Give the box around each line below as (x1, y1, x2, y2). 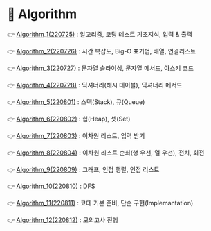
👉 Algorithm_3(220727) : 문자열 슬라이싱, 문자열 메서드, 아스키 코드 (7, 64, 194, 72)
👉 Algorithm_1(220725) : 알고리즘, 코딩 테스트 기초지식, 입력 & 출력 (7, 30, 192, 38)
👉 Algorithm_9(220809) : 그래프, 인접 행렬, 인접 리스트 (7, 165, 160, 173)
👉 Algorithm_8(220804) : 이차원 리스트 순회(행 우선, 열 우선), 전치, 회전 (7, 148, 205, 157)
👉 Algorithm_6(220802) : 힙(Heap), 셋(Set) (7, 114, 131, 123)
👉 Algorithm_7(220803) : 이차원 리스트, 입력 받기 (7, 131, 145, 139)
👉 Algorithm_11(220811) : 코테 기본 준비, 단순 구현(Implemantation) (7, 198, 194, 207)
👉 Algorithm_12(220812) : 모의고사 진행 (7, 215, 119, 224)
